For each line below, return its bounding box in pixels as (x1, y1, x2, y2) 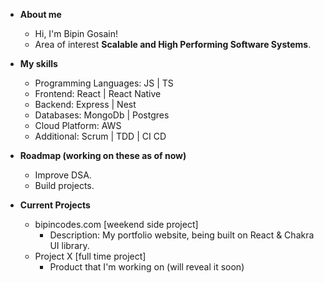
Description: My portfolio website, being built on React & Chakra (49, 229, 315, 241)
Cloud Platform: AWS (34, 120, 122, 131)
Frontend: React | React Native (34, 88, 162, 99)
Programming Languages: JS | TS (34, 77, 174, 89)
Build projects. (34, 180, 95, 191)
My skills (19, 58, 58, 69)
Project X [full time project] (34, 250, 147, 262)
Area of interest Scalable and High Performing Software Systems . (34, 39, 312, 50)
